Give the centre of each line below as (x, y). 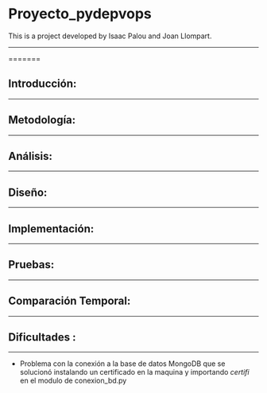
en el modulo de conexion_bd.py (73, 381)
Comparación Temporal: (70, 301)
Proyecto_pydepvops (80, 14)
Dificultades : (42, 338)
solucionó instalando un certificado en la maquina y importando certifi (134, 372)
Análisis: (31, 156)
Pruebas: (31, 265)
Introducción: (43, 84)
